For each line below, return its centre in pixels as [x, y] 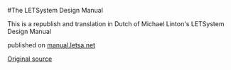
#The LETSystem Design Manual [55, 10]
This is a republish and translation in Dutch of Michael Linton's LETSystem [116, 24]
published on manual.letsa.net [52, 45]
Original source [30, 59]
